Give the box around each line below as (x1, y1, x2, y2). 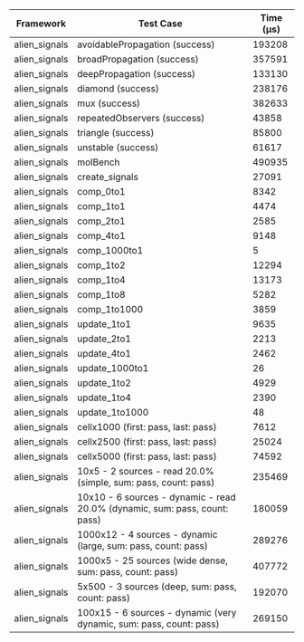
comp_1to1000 (76, 303, 144, 315)
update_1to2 (76, 377, 131, 388)
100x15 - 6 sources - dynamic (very (76, 607, 237, 618)
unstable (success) (76, 141, 159, 153)
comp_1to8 (76, 289, 126, 301)
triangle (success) (76, 127, 155, 139)
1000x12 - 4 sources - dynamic (76, 529, 218, 541)
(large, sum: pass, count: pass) (76, 540, 208, 551)
